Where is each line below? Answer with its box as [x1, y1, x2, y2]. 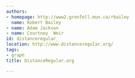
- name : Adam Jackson [6, 25, 59, 31]
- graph [6, 52, 25, 58]
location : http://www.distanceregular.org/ [6, 42, 114, 48]
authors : [6, 8, 27, 15]
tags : [6, 47, 19, 53]
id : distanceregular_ [6, 36, 59, 42]
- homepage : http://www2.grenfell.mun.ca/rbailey [6, 14, 130, 20]
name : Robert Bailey [11, 19, 61, 25]
